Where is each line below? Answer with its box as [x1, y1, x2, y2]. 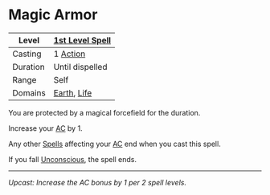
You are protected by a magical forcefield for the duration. [8, 108, 201, 117]
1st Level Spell [53, 35, 111, 46]
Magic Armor [8, 6, 98, 24]
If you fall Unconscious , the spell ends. [8, 154, 137, 164]
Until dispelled [53, 61, 108, 72]
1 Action [53, 48, 86, 59]
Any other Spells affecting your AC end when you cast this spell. [8, 139, 221, 148]
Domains [12, 87, 46, 98]
